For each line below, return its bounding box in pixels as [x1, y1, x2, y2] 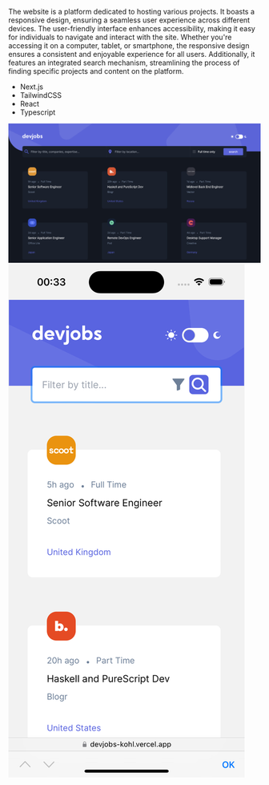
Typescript [19, 107, 56, 117]
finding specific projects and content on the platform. [8, 67, 184, 75]
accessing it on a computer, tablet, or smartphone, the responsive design [8, 41, 250, 51]
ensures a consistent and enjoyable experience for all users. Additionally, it [8, 50, 255, 59]
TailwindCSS [19, 91, 62, 99]
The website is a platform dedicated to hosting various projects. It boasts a [8, 7, 255, 16]
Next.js [19, 82, 44, 91]
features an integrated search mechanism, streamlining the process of [8, 58, 240, 67]
